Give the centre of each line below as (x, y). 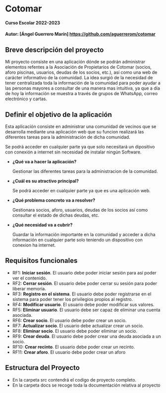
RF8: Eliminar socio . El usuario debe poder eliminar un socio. (75, 331)
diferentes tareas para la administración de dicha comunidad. (68, 137)
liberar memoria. (29, 288)
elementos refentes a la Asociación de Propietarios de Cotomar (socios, (79, 67)
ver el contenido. (29, 278)
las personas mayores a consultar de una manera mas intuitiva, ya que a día (83, 88)
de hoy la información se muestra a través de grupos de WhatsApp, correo (81, 94)
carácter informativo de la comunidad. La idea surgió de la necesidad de (79, 78)
